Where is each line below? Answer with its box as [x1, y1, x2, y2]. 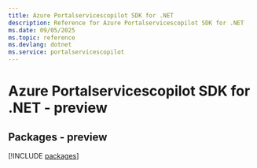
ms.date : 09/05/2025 [8, 26, 76, 34]
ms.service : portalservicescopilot [8, 48, 125, 56]
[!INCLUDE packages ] [8, 151, 79, 160]
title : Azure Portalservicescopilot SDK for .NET [8, 11, 174, 20]
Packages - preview [8, 130, 108, 144]
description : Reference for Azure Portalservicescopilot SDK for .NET [8, 19, 244, 27]
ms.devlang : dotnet [8, 41, 72, 49]
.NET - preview [8, 99, 108, 117]
